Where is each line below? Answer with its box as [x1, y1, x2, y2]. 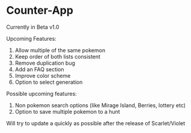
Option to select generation [14, 78, 83, 86]
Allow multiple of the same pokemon [14, 46, 106, 54]
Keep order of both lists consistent [14, 53, 101, 60]
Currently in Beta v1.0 [6, 23, 59, 31]
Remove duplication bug [14, 59, 76, 66]
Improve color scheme [14, 72, 71, 79]
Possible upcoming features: [6, 90, 77, 97]
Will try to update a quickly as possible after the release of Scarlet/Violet [6, 119, 186, 126]
